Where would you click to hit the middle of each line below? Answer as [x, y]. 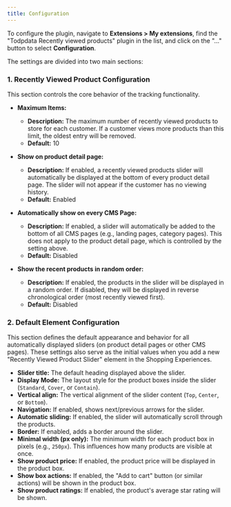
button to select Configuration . [52, 48]
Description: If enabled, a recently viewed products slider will [115, 169]
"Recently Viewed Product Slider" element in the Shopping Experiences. [110, 360]
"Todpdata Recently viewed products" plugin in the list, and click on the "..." [114, 40]
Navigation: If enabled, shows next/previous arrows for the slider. [111, 409]
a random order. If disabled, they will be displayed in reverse [113, 289]
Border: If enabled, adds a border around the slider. [90, 432]
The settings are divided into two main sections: [75, 61]
